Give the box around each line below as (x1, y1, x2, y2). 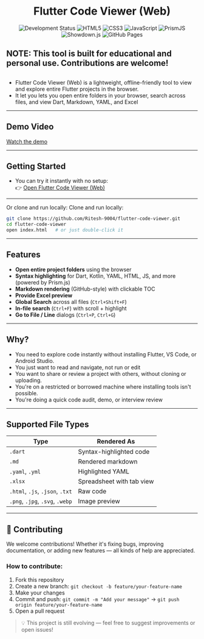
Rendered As (97, 437, 135, 446)
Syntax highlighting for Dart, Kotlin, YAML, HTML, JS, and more (15, 272, 176, 280)
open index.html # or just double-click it (6, 227, 123, 233)
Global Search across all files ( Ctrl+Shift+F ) (15, 298, 127, 305)
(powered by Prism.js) (15, 278, 71, 286)
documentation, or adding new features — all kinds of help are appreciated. (6, 547, 195, 554)
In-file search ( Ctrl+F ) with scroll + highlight (15, 305, 127, 312)
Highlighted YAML (78, 467, 129, 476)
